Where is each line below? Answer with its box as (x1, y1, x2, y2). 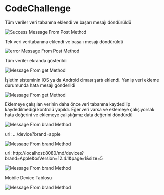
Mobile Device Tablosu (5, 174, 52, 181)
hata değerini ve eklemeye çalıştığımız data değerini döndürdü (5, 112, 133, 118)
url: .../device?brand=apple (5, 131, 61, 137)
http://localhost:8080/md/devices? (13, 150, 84, 156)
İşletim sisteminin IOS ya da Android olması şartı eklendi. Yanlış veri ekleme (5, 77, 159, 83)
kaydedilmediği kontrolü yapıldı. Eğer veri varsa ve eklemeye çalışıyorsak (5, 106, 155, 112)
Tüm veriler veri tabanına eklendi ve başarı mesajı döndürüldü (5, 19, 132, 25)
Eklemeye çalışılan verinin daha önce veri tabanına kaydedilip (5, 101, 131, 107)
